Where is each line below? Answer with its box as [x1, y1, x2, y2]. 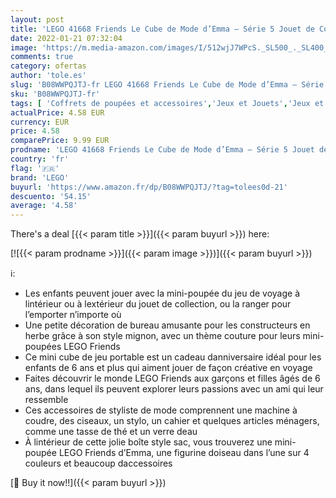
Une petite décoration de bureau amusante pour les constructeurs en [24, 319, 311, 331]
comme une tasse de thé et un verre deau [24, 426, 198, 438]
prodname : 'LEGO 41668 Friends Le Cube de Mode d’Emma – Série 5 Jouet [10, 145, 315, 155]
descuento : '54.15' [10, 191, 92, 201]
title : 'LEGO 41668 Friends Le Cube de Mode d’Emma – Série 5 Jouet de [10, 24, 315, 34]
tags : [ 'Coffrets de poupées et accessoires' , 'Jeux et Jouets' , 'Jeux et [10, 98, 325, 108]
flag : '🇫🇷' [10, 163, 60, 173]
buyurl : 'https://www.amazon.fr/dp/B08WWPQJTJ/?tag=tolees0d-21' [10, 182, 288, 192]
